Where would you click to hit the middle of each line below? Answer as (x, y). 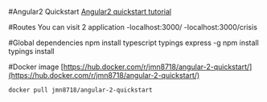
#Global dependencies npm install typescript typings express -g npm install (133, 43)
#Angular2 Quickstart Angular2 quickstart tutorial (90, 12)
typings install (31, 51)
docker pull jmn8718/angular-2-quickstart (80, 90)
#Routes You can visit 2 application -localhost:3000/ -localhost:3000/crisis (133, 27)
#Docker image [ (36, 67)
